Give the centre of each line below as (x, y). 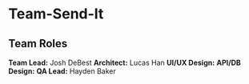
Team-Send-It (56, 14)
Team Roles (38, 44)
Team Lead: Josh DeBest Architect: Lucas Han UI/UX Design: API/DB (125, 62)
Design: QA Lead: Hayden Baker (62, 71)
